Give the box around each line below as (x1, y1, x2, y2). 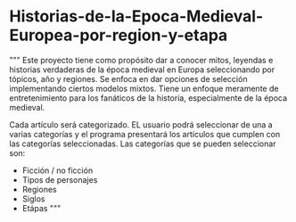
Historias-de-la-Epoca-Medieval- (9, 6, 264, 27)
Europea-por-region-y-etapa (9, 25, 228, 45)
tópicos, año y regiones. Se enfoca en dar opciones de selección (9, 73, 248, 84)
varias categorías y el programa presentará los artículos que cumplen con (9, 128, 281, 139)
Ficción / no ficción (21, 165, 94, 176)
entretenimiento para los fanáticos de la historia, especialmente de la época (9, 92, 288, 103)
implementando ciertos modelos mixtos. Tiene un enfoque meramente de (9, 83, 279, 94)
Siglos (21, 193, 45, 204)
